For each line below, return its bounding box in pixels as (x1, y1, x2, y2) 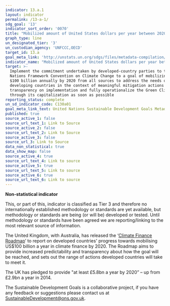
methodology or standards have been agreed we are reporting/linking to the (5, 217, 163, 223)
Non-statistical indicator (5, 191, 58, 197)
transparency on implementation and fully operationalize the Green (10, 87, 157, 93)
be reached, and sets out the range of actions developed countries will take (5, 254, 163, 260)
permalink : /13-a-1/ (5, 17, 49, 22)
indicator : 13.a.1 (5, 7, 44, 13)
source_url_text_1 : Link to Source (5, 120, 80, 126)
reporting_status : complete (5, 97, 65, 102)
